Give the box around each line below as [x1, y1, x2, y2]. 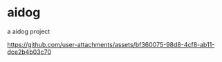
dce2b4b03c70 [7, 48, 52, 56]
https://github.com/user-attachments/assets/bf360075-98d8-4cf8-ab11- [7, 40, 215, 48]
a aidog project [7, 27, 50, 35]
